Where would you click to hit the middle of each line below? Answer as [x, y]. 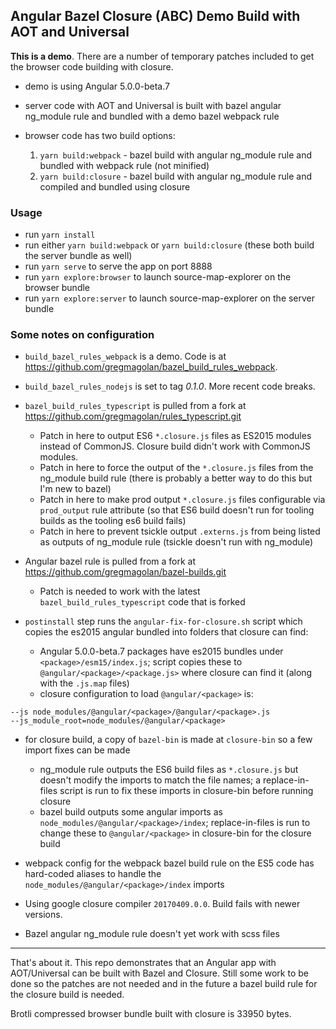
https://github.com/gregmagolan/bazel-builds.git [125, 572]
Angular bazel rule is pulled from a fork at [110, 561]
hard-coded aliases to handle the [93, 874]
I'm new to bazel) [75, 489]
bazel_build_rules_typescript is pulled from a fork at [135, 406]
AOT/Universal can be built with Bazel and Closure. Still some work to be [159, 973]
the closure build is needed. [67, 995]
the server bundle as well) [78, 256]
